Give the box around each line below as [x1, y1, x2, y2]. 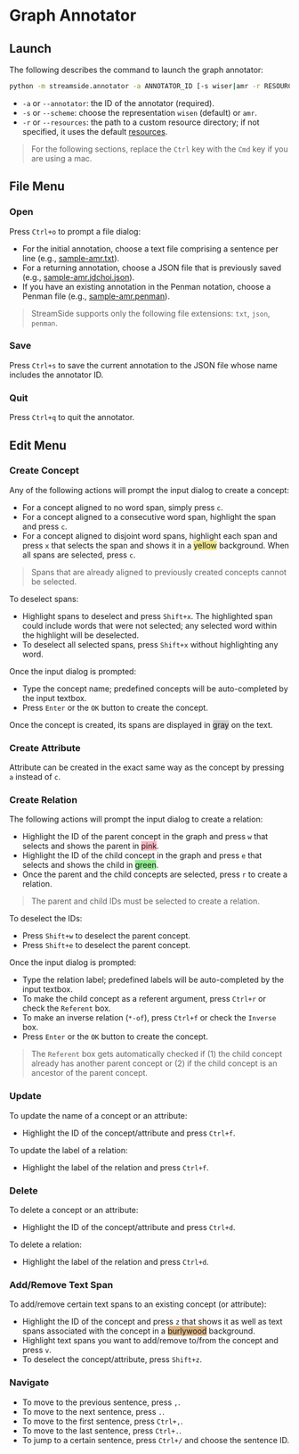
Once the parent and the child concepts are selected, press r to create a [21, 869, 287, 880]
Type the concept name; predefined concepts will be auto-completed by [21, 683, 288, 694]
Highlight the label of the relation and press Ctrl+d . [21, 1257, 209, 1268]
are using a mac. [30, 153, 93, 163]
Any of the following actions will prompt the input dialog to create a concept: [9, 484, 289, 495]
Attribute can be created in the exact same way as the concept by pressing [9, 762, 285, 772]
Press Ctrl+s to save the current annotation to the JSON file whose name [9, 359, 278, 370]
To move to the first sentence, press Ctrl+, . [21, 1416, 183, 1426]
